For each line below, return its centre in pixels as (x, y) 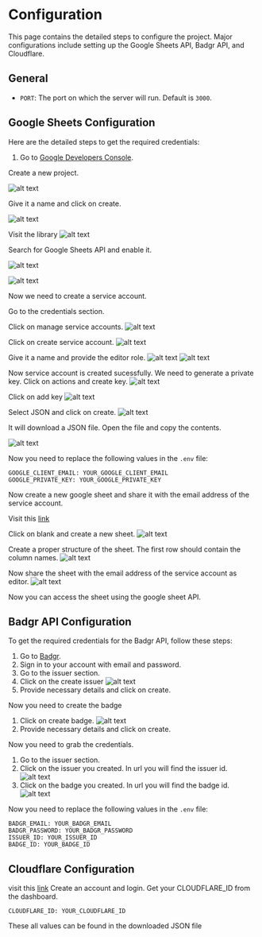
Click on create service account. (61, 342)
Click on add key (36, 397)
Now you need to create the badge (65, 706)
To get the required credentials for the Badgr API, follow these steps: (120, 641)
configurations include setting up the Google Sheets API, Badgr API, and (126, 45)
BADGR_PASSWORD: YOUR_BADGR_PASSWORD (71, 831)
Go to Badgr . (40, 656)
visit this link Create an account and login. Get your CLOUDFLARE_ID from (129, 889)
